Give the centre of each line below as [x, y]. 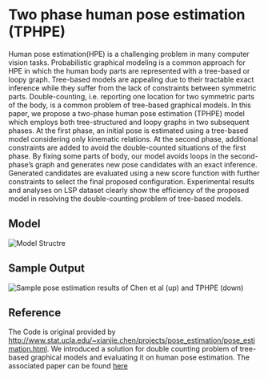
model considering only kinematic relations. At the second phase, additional [133, 139]
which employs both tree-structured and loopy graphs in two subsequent [129, 122]
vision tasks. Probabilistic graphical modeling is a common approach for [127, 62]
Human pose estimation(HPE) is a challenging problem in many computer [129, 54]
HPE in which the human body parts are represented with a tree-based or [129, 70]
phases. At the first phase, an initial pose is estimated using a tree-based [128, 131]
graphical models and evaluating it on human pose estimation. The [140, 357]
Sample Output [47, 269]
